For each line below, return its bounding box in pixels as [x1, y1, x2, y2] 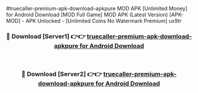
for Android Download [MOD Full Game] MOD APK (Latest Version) [6, 11, 169, 18]
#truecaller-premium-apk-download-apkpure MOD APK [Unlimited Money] [6, 5, 187, 12]
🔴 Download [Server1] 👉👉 [6, 32, 86, 40]
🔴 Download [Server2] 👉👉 [21, 70, 102, 78]
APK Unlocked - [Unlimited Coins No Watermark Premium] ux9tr [25, 18, 181, 24]
